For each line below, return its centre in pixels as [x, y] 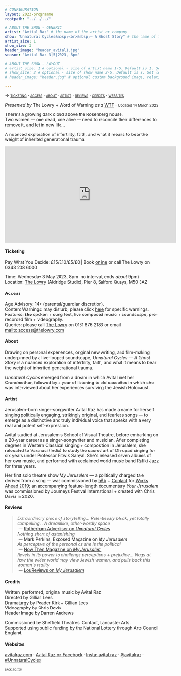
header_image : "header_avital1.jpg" [42, 50]
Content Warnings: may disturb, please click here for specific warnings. [77, 309]
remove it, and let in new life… [35, 125]
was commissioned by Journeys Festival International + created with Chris [80, 491]
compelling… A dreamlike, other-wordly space [64, 523]
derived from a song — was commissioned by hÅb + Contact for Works [77, 480]
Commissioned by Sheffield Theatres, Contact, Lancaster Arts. [68, 623]
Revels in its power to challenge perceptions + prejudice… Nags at [84, 555]
